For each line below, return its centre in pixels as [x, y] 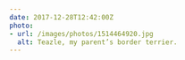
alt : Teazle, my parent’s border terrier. [97, 42]
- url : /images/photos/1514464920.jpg [81, 34]
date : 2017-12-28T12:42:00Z [62, 17]
